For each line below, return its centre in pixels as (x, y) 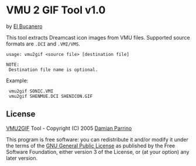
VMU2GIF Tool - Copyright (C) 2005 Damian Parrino (69, 128)
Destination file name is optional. (53, 70)
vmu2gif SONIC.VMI (31, 91)
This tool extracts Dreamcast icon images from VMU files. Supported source (98, 37)
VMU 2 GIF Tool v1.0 (56, 10)
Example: (17, 80)
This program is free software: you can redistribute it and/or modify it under (97, 139)
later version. (22, 158)
